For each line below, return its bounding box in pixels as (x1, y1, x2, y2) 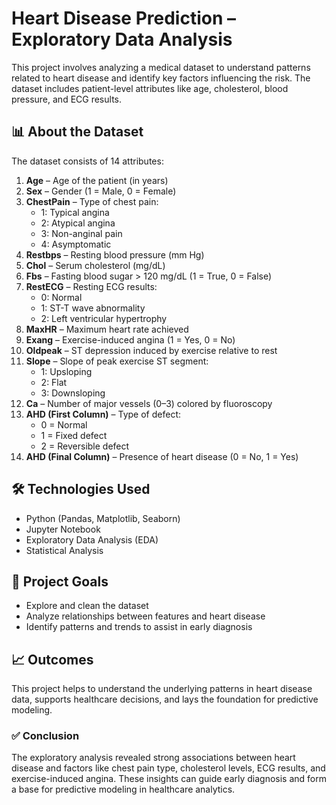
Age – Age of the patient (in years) (25, 174, 169, 186)
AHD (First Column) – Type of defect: (25, 408, 182, 420)
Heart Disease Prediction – (11, 7, 236, 30)
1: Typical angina (40, 206, 110, 218)
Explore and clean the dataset (25, 600, 149, 612)
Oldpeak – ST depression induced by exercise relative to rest (25, 344, 278, 356)
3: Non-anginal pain (40, 227, 123, 239)
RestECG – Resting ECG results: (25, 280, 158, 292)
